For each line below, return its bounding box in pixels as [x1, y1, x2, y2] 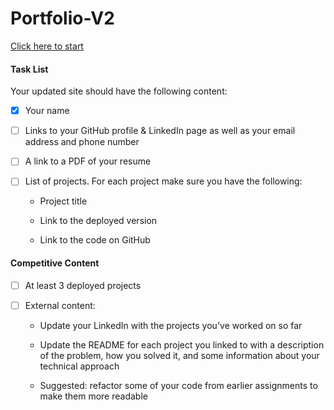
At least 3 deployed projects [24, 279, 142, 291]
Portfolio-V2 [10, 7, 115, 30]
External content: [24, 299, 96, 311]
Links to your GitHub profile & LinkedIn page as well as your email [24, 125, 296, 137]
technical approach [39, 360, 120, 372]
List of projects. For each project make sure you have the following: [24, 175, 303, 187]
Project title [39, 195, 88, 207]
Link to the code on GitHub [39, 234, 151, 246]
